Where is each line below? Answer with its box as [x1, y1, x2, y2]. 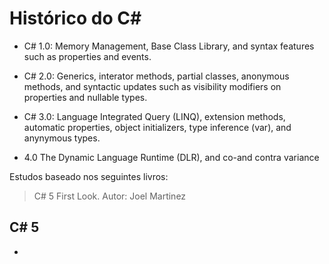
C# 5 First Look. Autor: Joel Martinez [33, 190, 187, 202]
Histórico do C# [9, 7, 142, 30]
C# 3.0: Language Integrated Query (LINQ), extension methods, [23, 110, 286, 122]
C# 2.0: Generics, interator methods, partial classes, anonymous [23, 70, 290, 82]
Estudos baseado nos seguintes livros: [9, 170, 169, 182]
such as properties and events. [23, 50, 152, 62]
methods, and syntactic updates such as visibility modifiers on [23, 80, 282, 92]
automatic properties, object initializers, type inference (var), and [23, 121, 292, 133]
